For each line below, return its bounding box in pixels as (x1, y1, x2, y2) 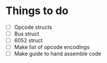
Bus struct (14, 31, 40, 37)
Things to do (5, 4, 69, 18)
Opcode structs (14, 24, 53, 31)
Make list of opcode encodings (14, 44, 90, 51)
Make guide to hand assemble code (14, 50, 102, 57)
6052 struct (14, 37, 43, 44)
